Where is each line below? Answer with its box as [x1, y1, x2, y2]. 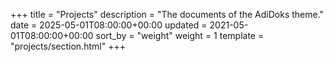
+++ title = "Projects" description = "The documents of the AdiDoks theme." [10, 9, 325, 20]
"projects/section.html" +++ [10, 40, 126, 52]
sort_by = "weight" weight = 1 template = [95, 30, 265, 41]
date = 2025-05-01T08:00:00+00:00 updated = [10, 19, 208, 31]
